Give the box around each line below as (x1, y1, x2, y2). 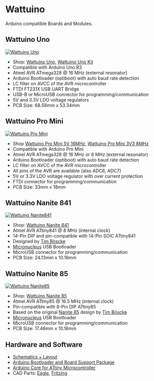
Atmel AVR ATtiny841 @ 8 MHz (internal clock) (12, 227, 111, 233)
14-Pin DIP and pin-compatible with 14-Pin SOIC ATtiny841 (12, 233, 136, 239)
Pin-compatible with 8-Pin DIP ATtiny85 (12, 304, 96, 310)
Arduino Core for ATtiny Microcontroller (12, 365, 96, 371)
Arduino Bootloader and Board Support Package (12, 359, 115, 365)
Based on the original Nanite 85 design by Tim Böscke (12, 309, 127, 315)
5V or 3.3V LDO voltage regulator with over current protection (12, 173, 143, 179)
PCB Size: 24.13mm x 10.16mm (12, 254, 77, 261)
